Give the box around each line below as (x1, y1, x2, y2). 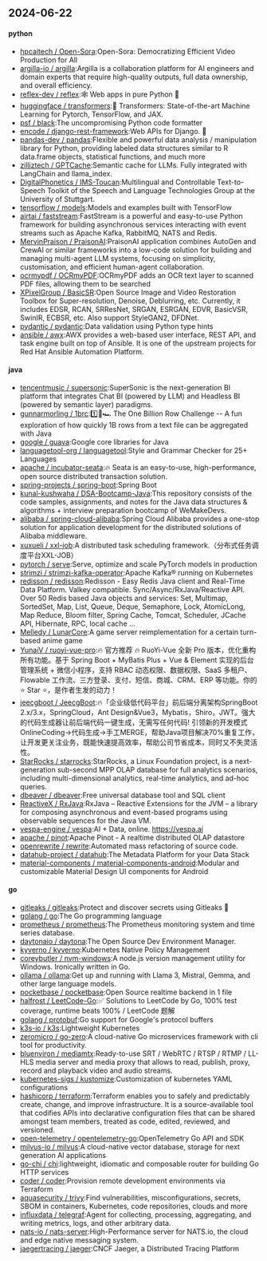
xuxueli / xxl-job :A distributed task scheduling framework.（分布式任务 (19, 540, 253, 550)
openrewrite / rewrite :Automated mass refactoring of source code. (19, 841, 238, 851)
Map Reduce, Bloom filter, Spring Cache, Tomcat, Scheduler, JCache (19, 610, 246, 619)
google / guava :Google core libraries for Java (19, 437, 169, 446)
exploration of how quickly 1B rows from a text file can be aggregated (19, 420, 249, 429)
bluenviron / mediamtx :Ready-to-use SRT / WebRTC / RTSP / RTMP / (19, 1049, 247, 1058)
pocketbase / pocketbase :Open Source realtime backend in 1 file (19, 987, 233, 997)
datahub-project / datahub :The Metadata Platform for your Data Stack (19, 849, 249, 859)
